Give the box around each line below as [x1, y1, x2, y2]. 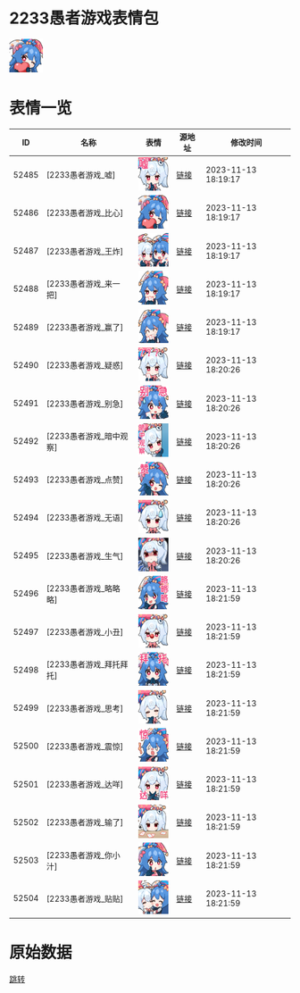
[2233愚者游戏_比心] [46, 207, 124, 219]
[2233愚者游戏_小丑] [46, 627, 124, 638]
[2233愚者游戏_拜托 [46, 659, 121, 670]
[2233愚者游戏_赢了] [46, 322, 124, 333]
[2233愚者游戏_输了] [46, 817, 124, 828]
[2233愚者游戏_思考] [46, 703, 124, 713]
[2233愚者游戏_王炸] [46, 246, 124, 256]
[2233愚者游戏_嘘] [46, 170, 116, 180]
